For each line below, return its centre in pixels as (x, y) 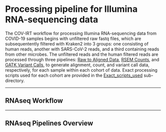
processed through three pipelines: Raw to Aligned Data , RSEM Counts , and (82, 59)
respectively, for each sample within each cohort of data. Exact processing (81, 70)
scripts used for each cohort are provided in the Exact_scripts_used (74, 75)
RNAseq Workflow (34, 101)
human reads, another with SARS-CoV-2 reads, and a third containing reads (82, 49)
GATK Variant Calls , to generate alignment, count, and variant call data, (77, 65)
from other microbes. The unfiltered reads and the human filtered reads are (82, 54)
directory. (15, 81)
